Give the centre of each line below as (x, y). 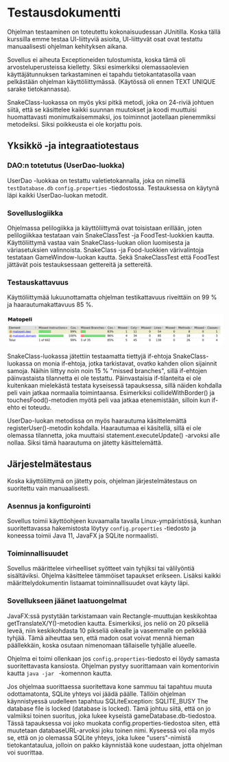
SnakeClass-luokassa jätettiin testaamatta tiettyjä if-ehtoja (89, 357)
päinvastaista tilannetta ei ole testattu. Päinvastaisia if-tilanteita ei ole (104, 378)
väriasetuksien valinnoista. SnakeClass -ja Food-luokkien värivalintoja (106, 250)
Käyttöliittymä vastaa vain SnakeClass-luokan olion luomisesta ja (99, 242)
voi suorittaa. (26, 752)
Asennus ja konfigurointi (49, 506)
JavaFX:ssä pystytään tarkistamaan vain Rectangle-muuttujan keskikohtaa (112, 616)
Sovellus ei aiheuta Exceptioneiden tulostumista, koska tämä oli (96, 59)
